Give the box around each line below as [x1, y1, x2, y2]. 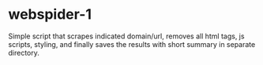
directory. [8, 48, 39, 57]
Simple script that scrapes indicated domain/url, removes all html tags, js [8, 31, 245, 41]
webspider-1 [8, 5, 92, 23]
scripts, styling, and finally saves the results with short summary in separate [8, 39, 256, 49]
